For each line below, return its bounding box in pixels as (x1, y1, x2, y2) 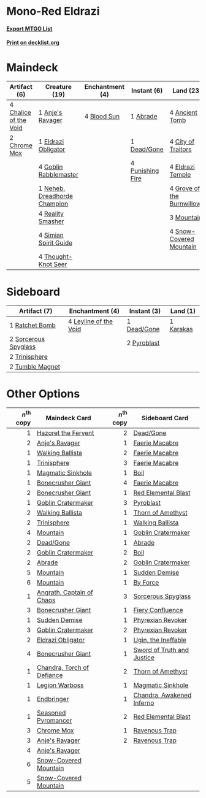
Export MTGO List (6, 25, 53, 32)
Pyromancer (36, 716, 72, 724)
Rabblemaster (38, 171, 78, 179)
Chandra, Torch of (36, 663, 90, 672)
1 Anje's (38, 109, 63, 117)
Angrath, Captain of (36, 588, 93, 596)
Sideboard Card (141, 413, 189, 422)
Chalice (9, 109, 32, 117)
